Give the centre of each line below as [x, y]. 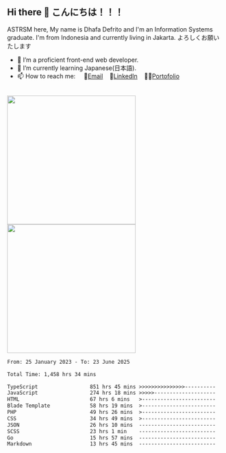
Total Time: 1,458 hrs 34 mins [52, 374]
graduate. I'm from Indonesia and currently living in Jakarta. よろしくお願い [113, 37]
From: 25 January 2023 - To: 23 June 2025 [68, 362]
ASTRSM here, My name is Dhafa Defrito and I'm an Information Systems [110, 29]
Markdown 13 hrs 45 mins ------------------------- [111, 444]
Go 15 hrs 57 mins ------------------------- [111, 438]
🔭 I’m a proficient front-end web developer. [78, 60]
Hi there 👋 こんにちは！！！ [65, 12]
